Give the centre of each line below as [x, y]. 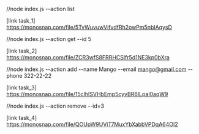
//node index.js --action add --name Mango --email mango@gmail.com [96, 69]
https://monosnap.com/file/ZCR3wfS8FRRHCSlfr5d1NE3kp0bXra [88, 57]
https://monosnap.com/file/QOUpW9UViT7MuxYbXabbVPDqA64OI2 [92, 124]
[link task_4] [22, 118]
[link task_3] [21, 87]
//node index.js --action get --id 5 [49, 39]
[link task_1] [21, 20]
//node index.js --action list [40, 9]
